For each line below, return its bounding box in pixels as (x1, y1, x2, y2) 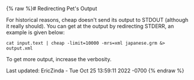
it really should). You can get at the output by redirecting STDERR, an (6, 23, 174, 29)
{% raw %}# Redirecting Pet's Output (6, 5, 98, 12)
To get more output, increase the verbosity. (6, 56, 112, 62)
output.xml (6, 45, 33, 51)
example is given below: (6, 29, 65, 36)
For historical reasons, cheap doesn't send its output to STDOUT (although (6, 16, 189, 23)
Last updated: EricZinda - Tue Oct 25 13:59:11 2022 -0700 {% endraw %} (6, 67, 185, 74)
